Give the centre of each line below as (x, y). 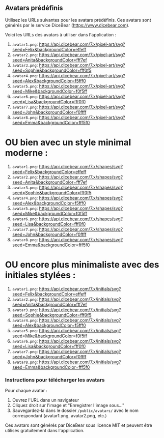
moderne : (27, 153)
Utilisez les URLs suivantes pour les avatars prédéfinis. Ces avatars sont (78, 20)
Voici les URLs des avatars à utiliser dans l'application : (61, 34)
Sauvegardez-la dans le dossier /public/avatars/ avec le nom (75, 410)
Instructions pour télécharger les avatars (55, 380)
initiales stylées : (41, 275)
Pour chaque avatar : (26, 390)
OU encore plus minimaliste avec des (82, 264)
